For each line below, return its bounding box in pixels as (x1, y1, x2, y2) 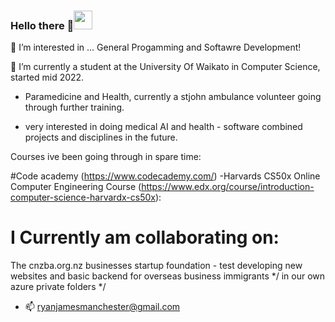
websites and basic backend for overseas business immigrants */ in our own (10, 270, 326, 282)
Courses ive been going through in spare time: (10, 151, 202, 163)
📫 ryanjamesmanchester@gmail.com (24, 301, 181, 313)
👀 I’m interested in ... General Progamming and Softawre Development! (10, 41, 302, 54)
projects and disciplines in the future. (24, 131, 178, 144)
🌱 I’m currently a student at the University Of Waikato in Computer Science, (10, 61, 321, 73)
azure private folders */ (10, 281, 107, 293)
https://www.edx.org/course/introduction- (141, 181, 315, 193)
